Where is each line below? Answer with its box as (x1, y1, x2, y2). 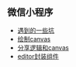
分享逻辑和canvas (17, 44, 69, 52)
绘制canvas (17, 35, 51, 43)
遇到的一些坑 (17, 26, 54, 35)
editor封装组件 (17, 52, 59, 60)
